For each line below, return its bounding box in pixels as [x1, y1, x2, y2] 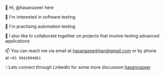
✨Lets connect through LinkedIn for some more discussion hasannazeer [5, 64, 151, 70]
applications [5, 38, 30, 44]
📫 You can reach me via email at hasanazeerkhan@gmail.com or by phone [5, 48, 157, 54]
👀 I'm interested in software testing [5, 14, 76, 19]
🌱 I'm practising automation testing [5, 23, 76, 29]
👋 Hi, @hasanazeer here [5, 5, 54, 10]
